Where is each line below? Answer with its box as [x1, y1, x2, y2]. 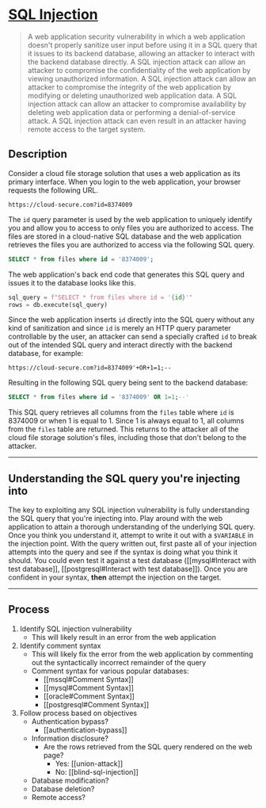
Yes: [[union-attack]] [55, 759, 123, 768]
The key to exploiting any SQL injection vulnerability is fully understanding [8, 505, 250, 515]
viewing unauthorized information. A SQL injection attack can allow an [27, 74, 256, 83]
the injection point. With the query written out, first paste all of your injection [8, 539, 257, 549]
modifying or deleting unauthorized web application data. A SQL [27, 90, 237, 100]
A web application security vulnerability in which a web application [27, 32, 245, 41]
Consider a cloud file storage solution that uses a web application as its [8, 168, 241, 178]
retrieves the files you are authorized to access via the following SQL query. [8, 239, 256, 249]
